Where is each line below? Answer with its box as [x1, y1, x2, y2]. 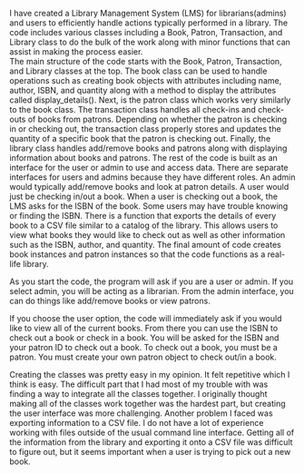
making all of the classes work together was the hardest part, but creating [9, 399, 286, 409]
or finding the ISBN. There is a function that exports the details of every [9, 211, 277, 221]
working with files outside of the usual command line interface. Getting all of [9, 427, 295, 438]
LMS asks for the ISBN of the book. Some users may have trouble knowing [9, 201, 289, 212]
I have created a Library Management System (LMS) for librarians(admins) [9, 8, 288, 18]
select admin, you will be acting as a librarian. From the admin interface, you [9, 286, 295, 296]
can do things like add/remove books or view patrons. [9, 295, 211, 306]
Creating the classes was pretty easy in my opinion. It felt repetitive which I [9, 370, 290, 380]
